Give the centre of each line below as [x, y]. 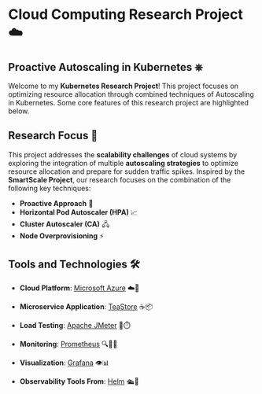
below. [19, 111]
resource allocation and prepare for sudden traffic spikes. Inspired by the [127, 171]
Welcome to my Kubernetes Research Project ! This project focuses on [123, 86]
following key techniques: [50, 188]
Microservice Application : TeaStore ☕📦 [86, 306]
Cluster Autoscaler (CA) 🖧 [65, 224]
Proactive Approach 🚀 [56, 203]
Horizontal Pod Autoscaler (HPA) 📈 [79, 212]
